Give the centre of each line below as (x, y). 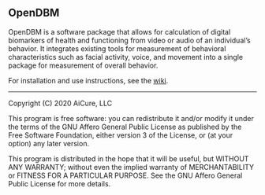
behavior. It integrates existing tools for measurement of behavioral (117, 48)
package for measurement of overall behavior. (83, 65)
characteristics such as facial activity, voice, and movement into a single (125, 57)
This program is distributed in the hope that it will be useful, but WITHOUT (129, 158)
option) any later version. (49, 143)
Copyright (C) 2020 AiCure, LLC (60, 103)
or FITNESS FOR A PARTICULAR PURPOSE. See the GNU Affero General (125, 175)
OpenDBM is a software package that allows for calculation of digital (119, 31)
